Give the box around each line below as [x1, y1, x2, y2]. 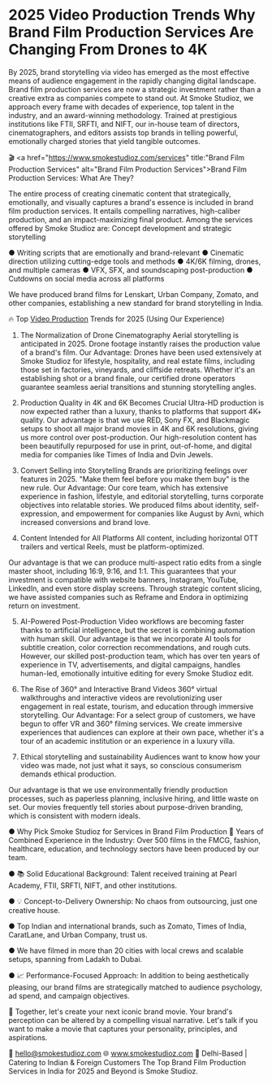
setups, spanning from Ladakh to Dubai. [8, 954, 143, 964]
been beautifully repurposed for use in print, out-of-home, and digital [19, 441, 253, 451]
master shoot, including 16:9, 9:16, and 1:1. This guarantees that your [8, 566, 237, 575]
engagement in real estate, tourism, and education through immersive [19, 702, 254, 711]
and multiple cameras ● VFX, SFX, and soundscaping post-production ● [8, 264, 253, 274]
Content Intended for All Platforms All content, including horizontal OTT [19, 533, 259, 543]
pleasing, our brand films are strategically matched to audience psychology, [8, 982, 262, 992]
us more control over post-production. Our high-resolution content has [19, 432, 257, 442]
